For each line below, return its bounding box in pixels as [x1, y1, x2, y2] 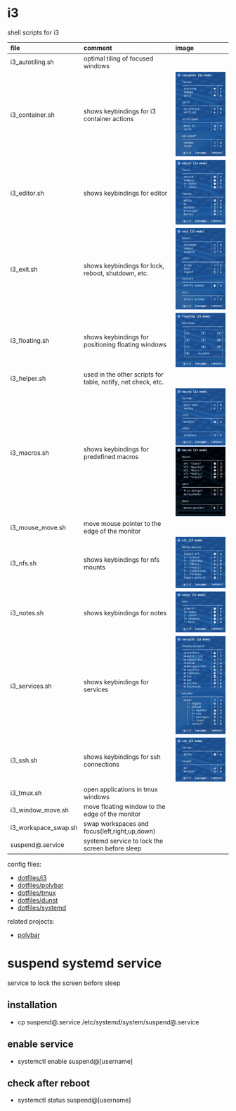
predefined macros [83, 452, 139, 460]
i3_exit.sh [10, 265, 38, 274]
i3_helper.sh [10, 374, 46, 382]
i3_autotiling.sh [10, 58, 54, 66]
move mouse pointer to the [83, 520, 162, 528]
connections [83, 760, 119, 768]
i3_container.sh [10, 111, 55, 119]
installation [7, 999, 58, 1011]
